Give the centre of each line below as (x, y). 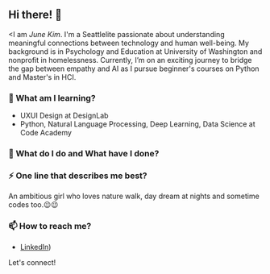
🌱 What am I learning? (52, 98)
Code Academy (46, 133)
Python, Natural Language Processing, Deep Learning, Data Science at (137, 124)
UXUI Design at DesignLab (64, 116)
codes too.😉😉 (33, 205)
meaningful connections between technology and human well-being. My (129, 43)
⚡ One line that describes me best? (78, 176)
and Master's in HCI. (42, 77)
